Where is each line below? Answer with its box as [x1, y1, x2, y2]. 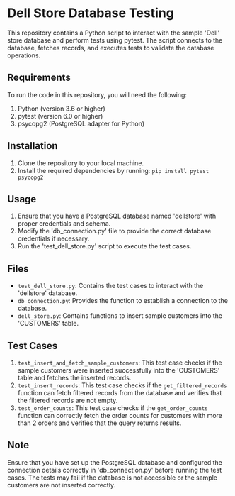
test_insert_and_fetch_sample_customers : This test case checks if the [17, 358, 222, 367]
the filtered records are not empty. [17, 396, 118, 404]
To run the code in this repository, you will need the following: [7, 90, 188, 99]
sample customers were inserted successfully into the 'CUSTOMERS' [17, 366, 220, 374]
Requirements [7, 72, 71, 84]
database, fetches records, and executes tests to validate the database [7, 43, 214, 52]
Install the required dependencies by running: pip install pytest [17, 166, 210, 175]
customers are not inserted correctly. [7, 480, 115, 489]
